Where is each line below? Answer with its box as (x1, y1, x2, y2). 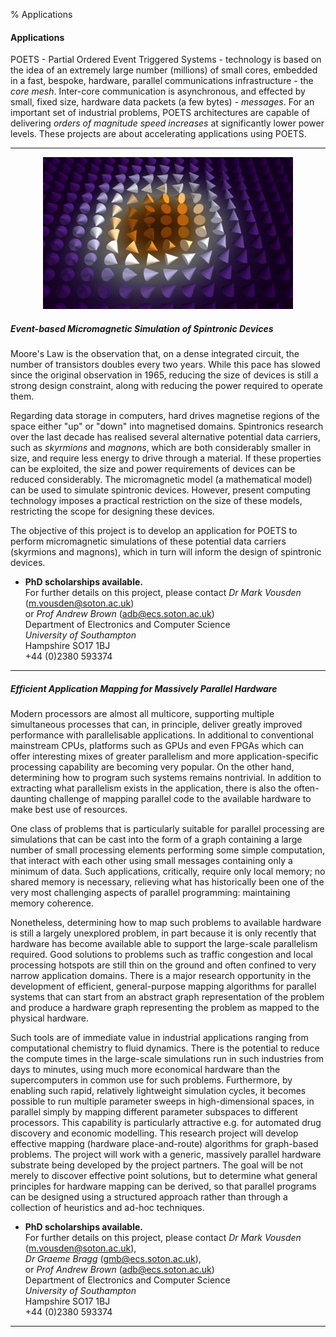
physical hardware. (10, 1012, 89, 1024)
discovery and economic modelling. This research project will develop (10, 1127, 299, 1139)
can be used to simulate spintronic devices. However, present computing (10, 484, 311, 496)
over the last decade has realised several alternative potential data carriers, (10, 431, 321, 443)
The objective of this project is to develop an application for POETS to (10, 525, 298, 537)
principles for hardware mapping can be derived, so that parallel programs (10, 1180, 317, 1193)
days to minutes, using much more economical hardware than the (10, 1064, 281, 1076)
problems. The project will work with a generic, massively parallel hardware (10, 1149, 322, 1161)
